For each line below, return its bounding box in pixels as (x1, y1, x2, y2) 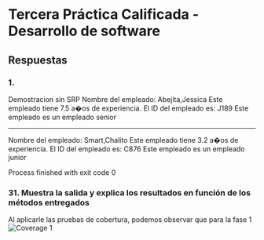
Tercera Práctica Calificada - (8, 5, 200, 24)
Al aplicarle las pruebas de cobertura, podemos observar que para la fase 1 (8, 215, 252, 224)
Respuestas (8, 53, 68, 67)
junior (8, 152, 27, 162)
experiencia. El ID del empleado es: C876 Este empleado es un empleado (8, 144, 245, 154)
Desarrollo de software (8, 22, 161, 40)
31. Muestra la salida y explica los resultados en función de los (8, 187, 251, 198)
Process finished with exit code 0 (8, 167, 116, 177)
